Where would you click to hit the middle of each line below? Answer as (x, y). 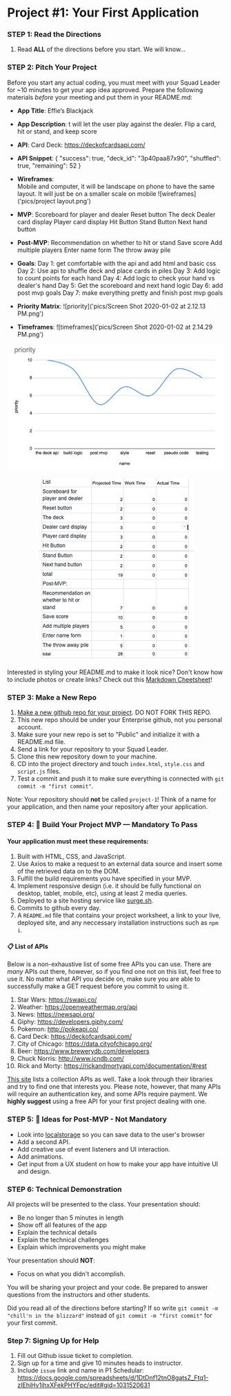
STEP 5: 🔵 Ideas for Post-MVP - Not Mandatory (87, 1119)
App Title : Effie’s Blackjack (56, 110)
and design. (34, 1171)
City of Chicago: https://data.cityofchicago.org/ (84, 1044)
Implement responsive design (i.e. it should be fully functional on (109, 886)
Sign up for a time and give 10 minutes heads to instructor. (100, 1363)
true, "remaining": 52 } (49, 165)
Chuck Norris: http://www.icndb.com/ (70, 1059)
